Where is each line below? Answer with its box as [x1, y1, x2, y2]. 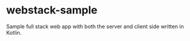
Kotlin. [6, 29, 22, 36]
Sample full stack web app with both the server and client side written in [6, 23, 184, 30]
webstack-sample [6, 4, 97, 17]
